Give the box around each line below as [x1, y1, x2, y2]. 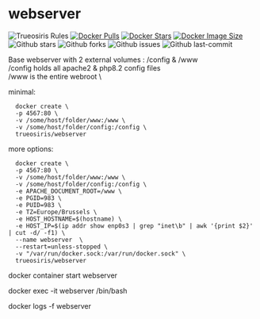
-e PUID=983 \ [15, 201, 62, 209]
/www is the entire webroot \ [8, 71, 101, 81]
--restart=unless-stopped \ [15, 243, 109, 251]
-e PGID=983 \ [15, 194, 62, 202]
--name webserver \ [15, 236, 83, 244]
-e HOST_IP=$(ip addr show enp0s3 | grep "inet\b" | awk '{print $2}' [15, 221, 254, 230]
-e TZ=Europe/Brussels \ [15, 208, 97, 216]
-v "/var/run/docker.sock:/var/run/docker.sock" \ [15, 249, 186, 258]
